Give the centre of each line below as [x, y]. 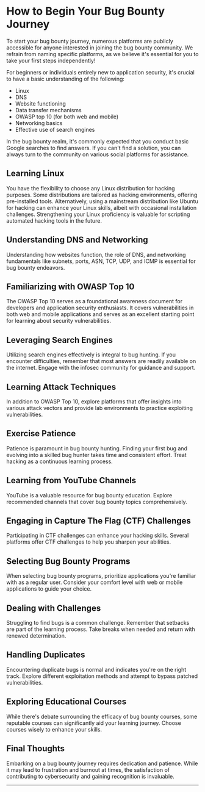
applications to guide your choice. [49, 589]
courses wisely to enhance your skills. [54, 729]
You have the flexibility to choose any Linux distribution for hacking [91, 188]
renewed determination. [36, 636]
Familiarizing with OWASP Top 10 [70, 286]
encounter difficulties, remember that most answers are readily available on [101, 361]
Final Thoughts [36, 749]
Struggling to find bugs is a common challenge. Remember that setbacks [98, 623]
